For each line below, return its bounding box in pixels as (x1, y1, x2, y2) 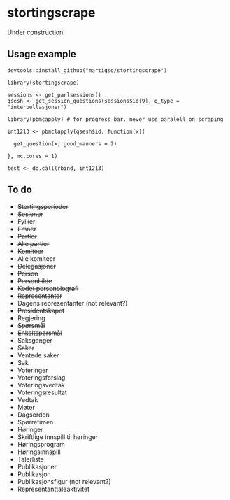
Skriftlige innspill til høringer (17, 432, 99, 441)
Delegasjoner (17, 262, 56, 270)
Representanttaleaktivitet (17, 485, 89, 493)
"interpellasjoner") (7, 103, 68, 110)
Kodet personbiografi (17, 284, 79, 292)
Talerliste (17, 455, 44, 463)
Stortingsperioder (17, 202, 69, 210)
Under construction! (7, 28, 65, 36)
